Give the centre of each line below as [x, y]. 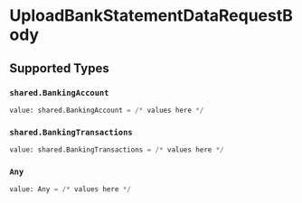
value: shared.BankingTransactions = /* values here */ [117, 150]
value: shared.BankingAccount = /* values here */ [107, 110]
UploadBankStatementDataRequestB [151, 16]
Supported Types [60, 68]
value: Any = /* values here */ [70, 189]
